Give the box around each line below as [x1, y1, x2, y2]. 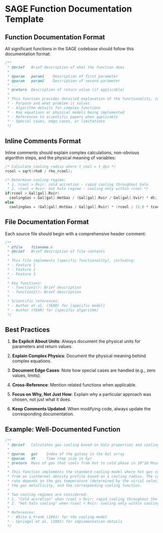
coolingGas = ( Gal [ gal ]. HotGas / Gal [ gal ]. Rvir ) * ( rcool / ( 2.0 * [9, 204, 149, 209]
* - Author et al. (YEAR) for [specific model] [7, 303, 105, 308]
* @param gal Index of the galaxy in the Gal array [7, 452, 125, 456]
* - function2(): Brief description [7, 290, 81, 295]
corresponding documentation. [12, 411, 74, 417]
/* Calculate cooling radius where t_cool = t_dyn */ [5, 164, 116, 169]
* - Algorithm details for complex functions [7, 105, 101, 110]
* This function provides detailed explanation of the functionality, [7, 96, 153, 101]
